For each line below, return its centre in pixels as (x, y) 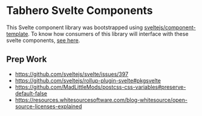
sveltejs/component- (170, 27)
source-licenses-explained (48, 106)
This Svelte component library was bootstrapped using (75, 27)
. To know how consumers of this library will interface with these (108, 33)
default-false (31, 93)
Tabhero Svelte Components (80, 11)
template (17, 33)
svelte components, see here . (43, 40)
